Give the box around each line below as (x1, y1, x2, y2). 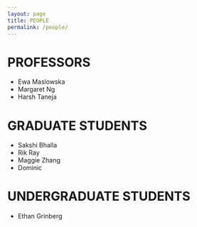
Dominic (17, 164, 43, 172)
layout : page (7, 10, 46, 18)
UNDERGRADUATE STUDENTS (7, 189, 191, 204)
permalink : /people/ (7, 23, 69, 31)
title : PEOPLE (7, 17, 50, 24)
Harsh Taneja (17, 93, 57, 101)
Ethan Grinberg (17, 212, 63, 221)
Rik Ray (17, 148, 41, 157)
